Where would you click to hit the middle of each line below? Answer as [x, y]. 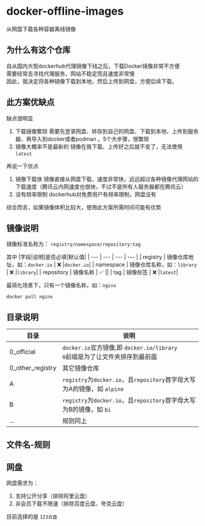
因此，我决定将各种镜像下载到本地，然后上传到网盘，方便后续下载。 [92, 81]
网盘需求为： [22, 483]
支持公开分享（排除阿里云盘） [52, 496]
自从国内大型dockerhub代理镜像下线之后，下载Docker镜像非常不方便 [93, 66]
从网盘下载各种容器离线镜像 [41, 29]
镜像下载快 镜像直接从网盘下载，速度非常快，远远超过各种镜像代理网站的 [107, 179]
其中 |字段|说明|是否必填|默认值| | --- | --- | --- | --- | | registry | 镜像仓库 [97, 257]
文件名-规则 [28, 444]
